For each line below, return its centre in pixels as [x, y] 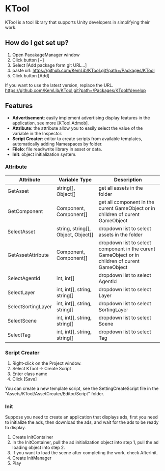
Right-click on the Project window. [47, 363]
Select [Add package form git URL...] [49, 65]
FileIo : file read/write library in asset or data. [57, 149]
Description [128, 179]
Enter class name [30, 374]
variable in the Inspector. [37, 133]
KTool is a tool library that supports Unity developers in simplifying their [78, 22]
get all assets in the [121, 188]
